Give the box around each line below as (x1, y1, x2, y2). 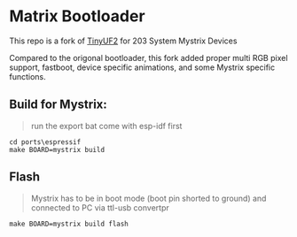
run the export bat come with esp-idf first (30, 120, 183, 131)
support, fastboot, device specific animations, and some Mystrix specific (9, 62, 276, 73)
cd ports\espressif (9, 137, 82, 147)
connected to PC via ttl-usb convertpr (30, 202, 170, 213)
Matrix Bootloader (9, 6, 145, 27)
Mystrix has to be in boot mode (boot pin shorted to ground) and (30, 193, 267, 203)
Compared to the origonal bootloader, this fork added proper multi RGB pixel (9, 52, 288, 63)
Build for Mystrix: (9, 97, 108, 112)
